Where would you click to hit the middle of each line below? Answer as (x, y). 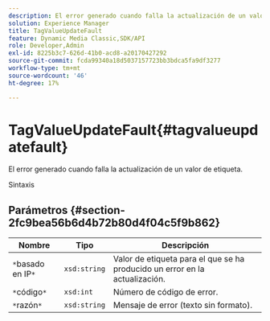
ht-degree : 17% (34, 83)
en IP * (24, 274)
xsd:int (79, 292)
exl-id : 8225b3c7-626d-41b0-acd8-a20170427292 (88, 53)
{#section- (98, 210)
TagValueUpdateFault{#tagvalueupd (133, 130)
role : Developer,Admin (46, 46)
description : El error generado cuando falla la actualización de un (127, 16)
